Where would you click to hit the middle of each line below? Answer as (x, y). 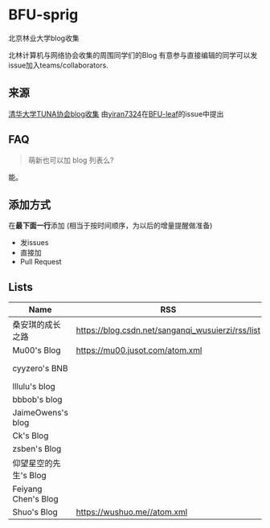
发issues (34, 243)
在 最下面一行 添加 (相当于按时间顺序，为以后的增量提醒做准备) (110, 226)
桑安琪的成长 (37, 325)
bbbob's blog (37, 399)
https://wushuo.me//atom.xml (132, 512)
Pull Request (41, 262)
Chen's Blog (35, 499)
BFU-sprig (43, 15)
